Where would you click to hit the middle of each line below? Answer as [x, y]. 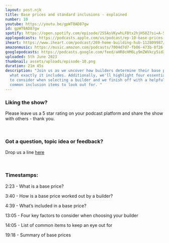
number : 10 [17, 19]
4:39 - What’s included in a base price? [46, 206]
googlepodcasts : [22, 52]
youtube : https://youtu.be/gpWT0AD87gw [47, 24]
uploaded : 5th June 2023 [31, 57]
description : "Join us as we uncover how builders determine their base [83, 71]
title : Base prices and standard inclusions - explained [66, 15]
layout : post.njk [23, 10]
